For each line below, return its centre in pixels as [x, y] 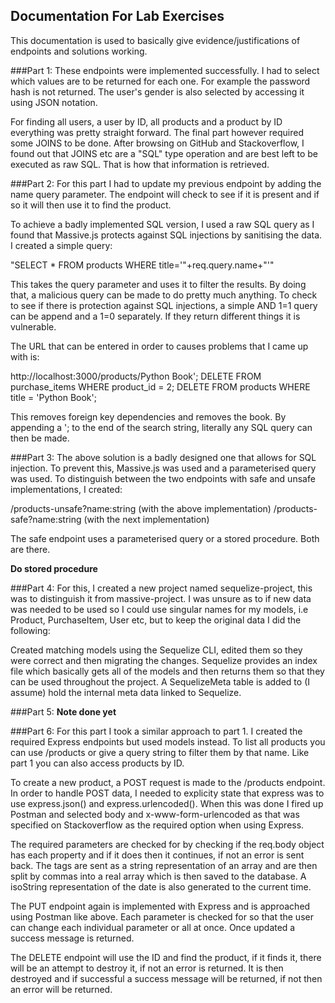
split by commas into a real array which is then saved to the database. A [158, 876]
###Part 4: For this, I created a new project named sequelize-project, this [161, 588]
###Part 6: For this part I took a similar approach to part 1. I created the [156, 731]
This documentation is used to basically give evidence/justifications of [155, 40]
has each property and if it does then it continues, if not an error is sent [157, 855]
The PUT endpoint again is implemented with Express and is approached [160, 906]
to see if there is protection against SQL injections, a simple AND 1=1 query [164, 305]
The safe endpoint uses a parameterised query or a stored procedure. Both [165, 538]
